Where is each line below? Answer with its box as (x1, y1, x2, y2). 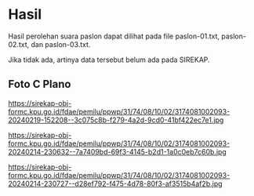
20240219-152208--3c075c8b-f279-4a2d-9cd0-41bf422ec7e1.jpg (8, 115, 224, 125)
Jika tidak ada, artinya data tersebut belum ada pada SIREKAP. (8, 55, 210, 64)
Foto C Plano (8, 78, 71, 91)
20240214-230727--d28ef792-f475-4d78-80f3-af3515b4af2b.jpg (8, 179, 223, 188)
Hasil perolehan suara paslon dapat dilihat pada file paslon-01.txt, (8, 31, 220, 41)
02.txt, (8, 39, 30, 49)
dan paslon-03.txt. (31, 39, 91, 49)
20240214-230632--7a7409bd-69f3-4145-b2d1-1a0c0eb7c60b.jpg (8, 147, 227, 156)
